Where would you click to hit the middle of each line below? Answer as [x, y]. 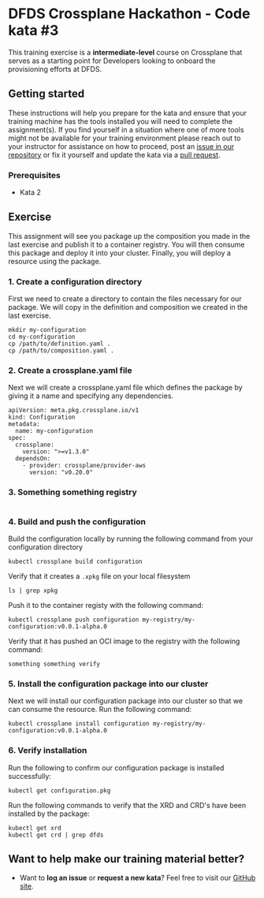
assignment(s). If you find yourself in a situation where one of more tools [126, 129]
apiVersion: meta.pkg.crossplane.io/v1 [74, 411]
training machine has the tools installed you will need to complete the [121, 121]
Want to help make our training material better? [126, 859]
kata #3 [33, 30]
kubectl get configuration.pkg [59, 790]
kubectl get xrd [35, 828]
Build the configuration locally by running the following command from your [131, 539]
